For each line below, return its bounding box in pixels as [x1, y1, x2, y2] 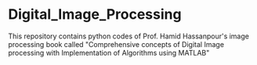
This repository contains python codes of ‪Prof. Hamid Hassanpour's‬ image [8, 31, 249, 41]
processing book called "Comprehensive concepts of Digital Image [8, 39, 225, 49]
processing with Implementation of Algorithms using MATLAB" [8, 48, 210, 57]
